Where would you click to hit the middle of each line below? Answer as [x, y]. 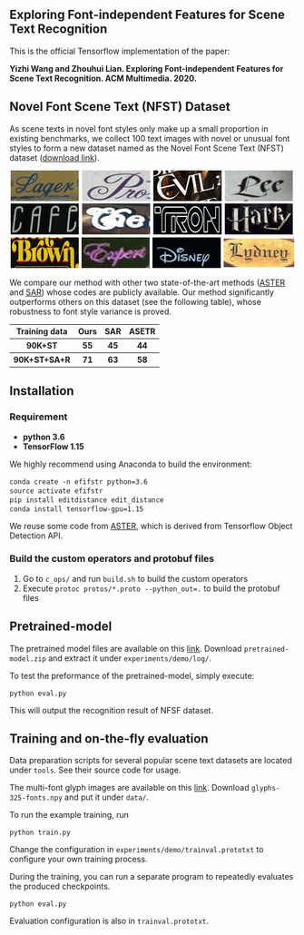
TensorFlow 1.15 [53, 446]
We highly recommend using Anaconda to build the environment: [131, 464]
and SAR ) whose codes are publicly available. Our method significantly [142, 292]
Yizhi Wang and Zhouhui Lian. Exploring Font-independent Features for [147, 68]
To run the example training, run [69, 815]
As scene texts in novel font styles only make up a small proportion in [139, 128]
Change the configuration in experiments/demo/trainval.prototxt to [137, 850]
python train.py [40, 833]
